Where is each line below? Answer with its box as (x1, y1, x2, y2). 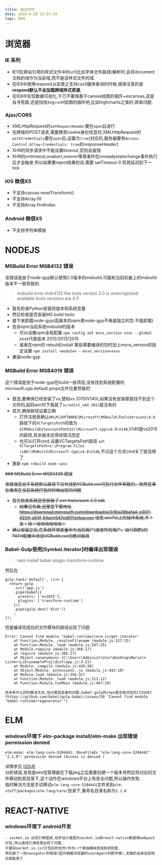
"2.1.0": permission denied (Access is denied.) (5, 755, 105, 759)
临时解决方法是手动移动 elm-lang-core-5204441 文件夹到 (5, 782, 115, 787)
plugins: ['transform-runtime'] (17, 598, 83, 603)
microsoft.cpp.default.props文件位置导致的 (5, 385, 90, 391)
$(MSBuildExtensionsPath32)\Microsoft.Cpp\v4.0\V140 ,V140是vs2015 (19, 426, 158, 432)
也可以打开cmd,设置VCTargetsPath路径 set (19, 438, 105, 444)
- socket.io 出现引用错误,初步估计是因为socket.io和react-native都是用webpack (5, 835, 155, 840)
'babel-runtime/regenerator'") (5, 698, 68, 703)
